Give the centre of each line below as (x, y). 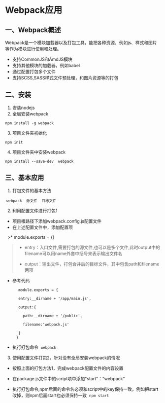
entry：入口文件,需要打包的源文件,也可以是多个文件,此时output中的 (92, 247)
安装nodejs (23, 108)
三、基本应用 (25, 178)
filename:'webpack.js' (46, 324)
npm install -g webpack (30, 123)
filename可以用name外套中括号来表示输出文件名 (73, 253)
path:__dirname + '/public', (53, 316)
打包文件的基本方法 (32, 190)
